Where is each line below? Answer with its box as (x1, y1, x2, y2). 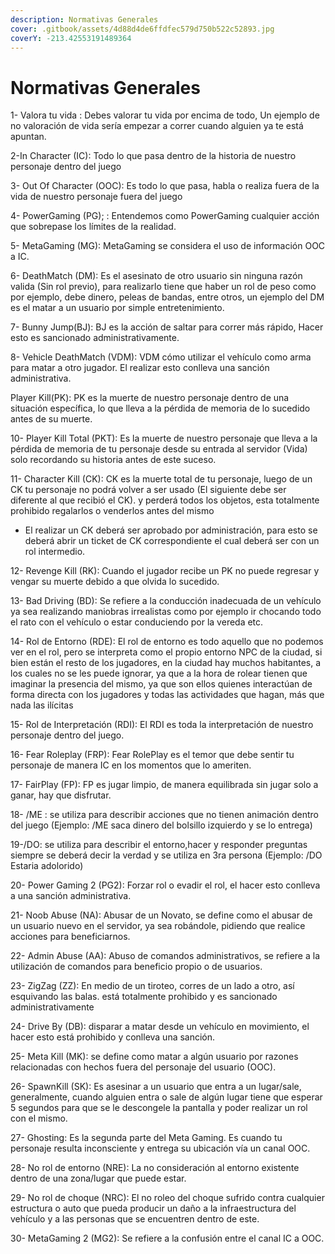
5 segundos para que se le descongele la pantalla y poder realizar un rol (10, 1102, 308, 1114)
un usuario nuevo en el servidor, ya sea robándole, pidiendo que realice (10, 920, 306, 932)
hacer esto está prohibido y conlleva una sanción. (10, 1031, 216, 1043)
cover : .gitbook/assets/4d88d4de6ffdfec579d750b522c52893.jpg (10, 24, 275, 34)
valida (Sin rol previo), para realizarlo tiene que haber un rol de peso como (10, 281, 317, 293)
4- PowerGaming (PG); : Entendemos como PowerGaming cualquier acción (10, 210, 320, 222)
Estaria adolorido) (10, 860, 84, 872)
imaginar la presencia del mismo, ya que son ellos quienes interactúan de (10, 678, 313, 690)
